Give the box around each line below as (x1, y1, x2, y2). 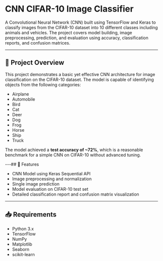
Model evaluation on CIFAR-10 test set (12, 186, 89, 192)
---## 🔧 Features (5, 161, 39, 167)
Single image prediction (12, 181, 60, 187)
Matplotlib (12, 241, 33, 247)
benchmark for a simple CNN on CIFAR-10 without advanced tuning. (5, 152, 141, 158)
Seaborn (12, 246, 30, 252)
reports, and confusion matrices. (5, 40, 70, 46)
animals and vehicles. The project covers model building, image (5, 30, 132, 35)
